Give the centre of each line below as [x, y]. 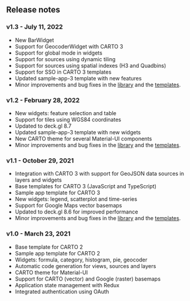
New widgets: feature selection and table [66, 113]
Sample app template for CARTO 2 [57, 253]
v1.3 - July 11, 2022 [34, 27]
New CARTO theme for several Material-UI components [83, 139]
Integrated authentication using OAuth [62, 291]
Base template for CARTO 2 [49, 247]
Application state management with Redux [67, 285]
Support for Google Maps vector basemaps [68, 206]
